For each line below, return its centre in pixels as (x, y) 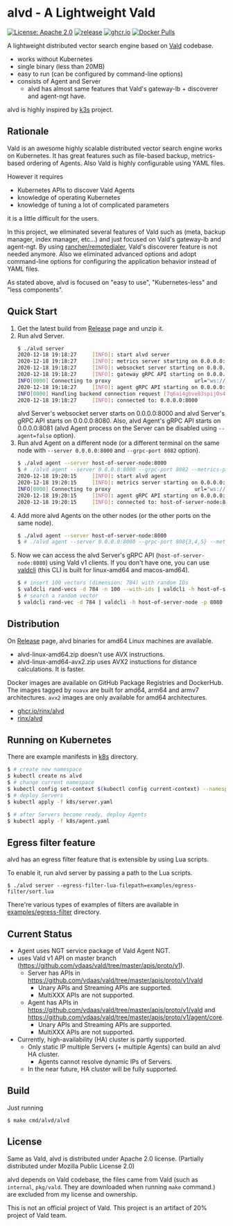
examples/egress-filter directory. (54, 912)
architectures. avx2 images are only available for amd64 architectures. (107, 697)
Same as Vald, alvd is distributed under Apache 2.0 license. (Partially (105, 1158)
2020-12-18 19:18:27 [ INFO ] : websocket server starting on (111, 368)
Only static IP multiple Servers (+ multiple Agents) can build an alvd (124, 1047)
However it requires (35, 176)
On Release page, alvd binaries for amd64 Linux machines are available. (110, 640)
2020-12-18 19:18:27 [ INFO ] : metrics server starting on (107, 361)
